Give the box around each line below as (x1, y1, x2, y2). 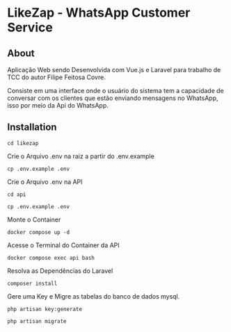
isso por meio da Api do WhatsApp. (7, 101, 109, 109)
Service (7, 19, 54, 35)
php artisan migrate (7, 317, 67, 324)
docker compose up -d (7, 229, 70, 235)
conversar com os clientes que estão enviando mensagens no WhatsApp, (7, 94, 218, 102)
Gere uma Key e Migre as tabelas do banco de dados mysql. (7, 292, 180, 300)
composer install (7, 280, 58, 287)
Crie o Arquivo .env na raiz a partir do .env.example (7, 151, 154, 160)
